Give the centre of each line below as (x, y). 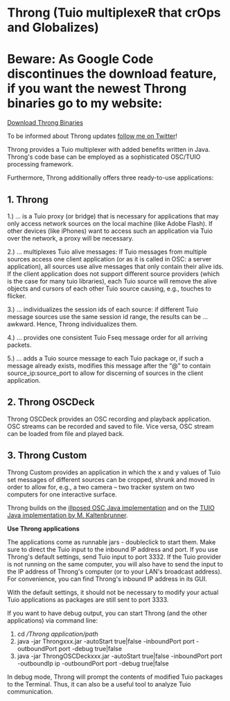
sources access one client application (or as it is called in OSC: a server (109, 259)
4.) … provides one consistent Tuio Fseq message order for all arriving (107, 337)
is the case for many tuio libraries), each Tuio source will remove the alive (112, 281)
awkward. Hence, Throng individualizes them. (73, 324)
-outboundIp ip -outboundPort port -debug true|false (93, 663)
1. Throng (28, 199)
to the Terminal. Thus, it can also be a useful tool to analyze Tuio (99, 684)
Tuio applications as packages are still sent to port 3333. (88, 599)
